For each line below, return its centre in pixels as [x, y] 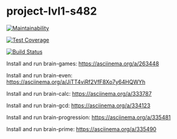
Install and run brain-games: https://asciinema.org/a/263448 [83, 63]
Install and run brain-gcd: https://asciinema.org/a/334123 [78, 105]
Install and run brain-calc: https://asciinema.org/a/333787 [79, 93]
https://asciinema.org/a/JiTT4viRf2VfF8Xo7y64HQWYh [76, 82]
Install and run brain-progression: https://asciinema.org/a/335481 [88, 117]
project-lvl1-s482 [52, 11]
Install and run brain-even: [39, 75]
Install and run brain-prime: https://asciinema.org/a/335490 [81, 129]
